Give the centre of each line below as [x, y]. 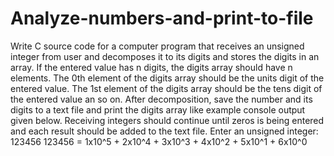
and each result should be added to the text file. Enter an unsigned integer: [164, 131]
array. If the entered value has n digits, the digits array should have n [151, 67]
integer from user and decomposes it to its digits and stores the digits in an [165, 56]
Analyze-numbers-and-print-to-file [162, 18]
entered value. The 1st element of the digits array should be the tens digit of [166, 88]
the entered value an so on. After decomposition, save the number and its [161, 99]
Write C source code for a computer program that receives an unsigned [157, 46]
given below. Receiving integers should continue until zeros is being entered [167, 120]
